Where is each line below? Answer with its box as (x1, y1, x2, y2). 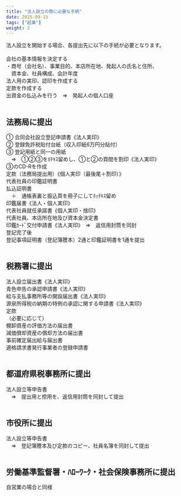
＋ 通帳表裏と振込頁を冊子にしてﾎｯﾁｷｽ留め (11, 192, 117, 199)
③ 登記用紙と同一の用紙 (6, 148, 66, 155)
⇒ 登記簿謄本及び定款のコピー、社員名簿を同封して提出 (11, 442, 149, 449)
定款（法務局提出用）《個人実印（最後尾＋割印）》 (6, 171, 124, 178)
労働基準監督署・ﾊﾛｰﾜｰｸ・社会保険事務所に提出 (6, 467, 176, 477)
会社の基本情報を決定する (6, 55, 68, 62)
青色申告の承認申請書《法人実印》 (6, 285, 88, 292)
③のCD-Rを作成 (6, 163, 47, 170)
